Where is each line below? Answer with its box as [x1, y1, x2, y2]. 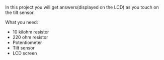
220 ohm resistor [12, 34, 48, 40]
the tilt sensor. [5, 9, 35, 15]
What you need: [5, 19, 38, 25]
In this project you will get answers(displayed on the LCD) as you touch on [5, 4, 159, 10]
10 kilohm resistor [12, 29, 49, 34]
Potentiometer [12, 39, 42, 45]
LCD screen [12, 50, 37, 56]
